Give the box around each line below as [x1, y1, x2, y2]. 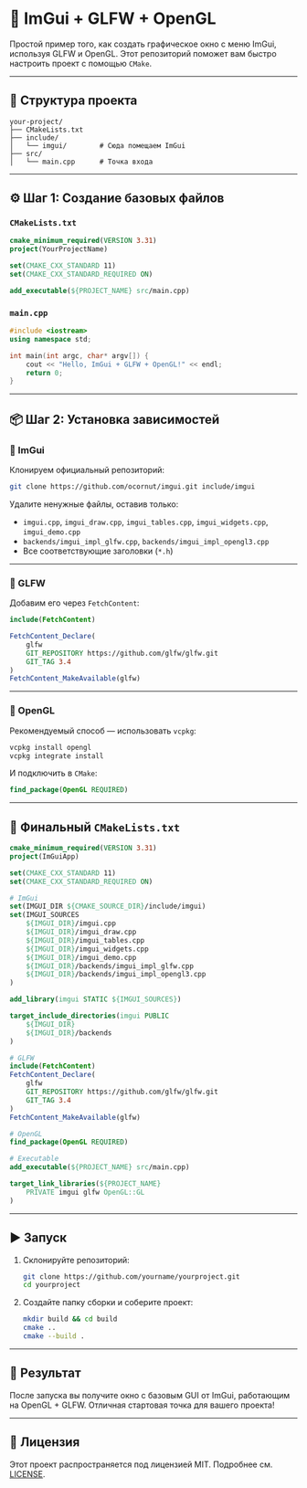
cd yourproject [22, 1281, 81, 1290]
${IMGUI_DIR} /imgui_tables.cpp [26, 935, 145, 945]
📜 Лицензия [9, 1434, 80, 1451]
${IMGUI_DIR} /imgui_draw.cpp [26, 927, 137, 937]
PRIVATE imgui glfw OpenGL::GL [26, 1187, 145, 1197]
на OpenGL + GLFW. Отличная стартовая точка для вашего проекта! [9, 1399, 275, 1410]
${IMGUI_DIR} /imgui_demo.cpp [26, 953, 137, 962]
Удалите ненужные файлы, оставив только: [9, 498, 179, 510]
